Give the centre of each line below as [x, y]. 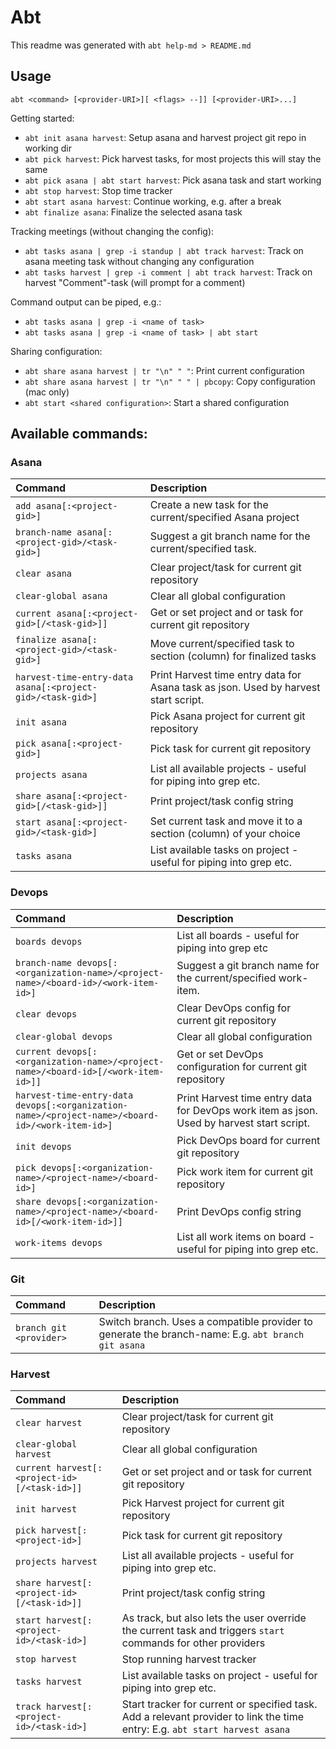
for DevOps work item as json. [247, 1110]
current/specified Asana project [224, 518]
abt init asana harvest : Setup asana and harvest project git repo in [165, 137]
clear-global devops [64, 1036]
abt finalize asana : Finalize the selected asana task [133, 212]
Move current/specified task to [222, 644]
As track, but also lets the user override [214, 1618]
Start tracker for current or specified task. [219, 1704]
